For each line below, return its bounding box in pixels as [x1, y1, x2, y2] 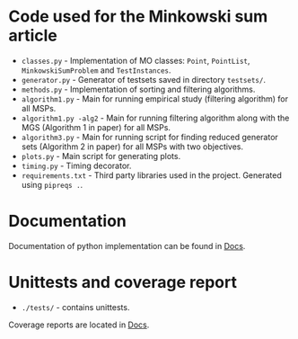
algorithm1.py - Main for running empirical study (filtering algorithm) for [21, 93, 289, 104]
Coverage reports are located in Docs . [8, 319, 150, 330]
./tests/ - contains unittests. [21, 301, 130, 312]
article [8, 25, 57, 46]
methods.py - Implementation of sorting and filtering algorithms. [21, 84, 256, 94]
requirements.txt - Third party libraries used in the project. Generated [21, 169, 282, 181]
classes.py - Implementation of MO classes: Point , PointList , [21, 55, 250, 66]
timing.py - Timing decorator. [21, 160, 132, 171]
